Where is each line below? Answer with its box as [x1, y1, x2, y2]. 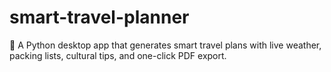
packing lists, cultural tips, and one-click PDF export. [9, 49, 227, 61]
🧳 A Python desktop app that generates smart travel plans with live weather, [9, 39, 322, 51]
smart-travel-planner [9, 6, 190, 29]
